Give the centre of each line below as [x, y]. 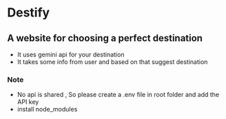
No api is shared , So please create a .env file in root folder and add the [118, 95]
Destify [29, 13]
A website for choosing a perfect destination [105, 38]
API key [28, 102]
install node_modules [47, 109]
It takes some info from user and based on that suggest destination [112, 62]
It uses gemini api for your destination [71, 54]
